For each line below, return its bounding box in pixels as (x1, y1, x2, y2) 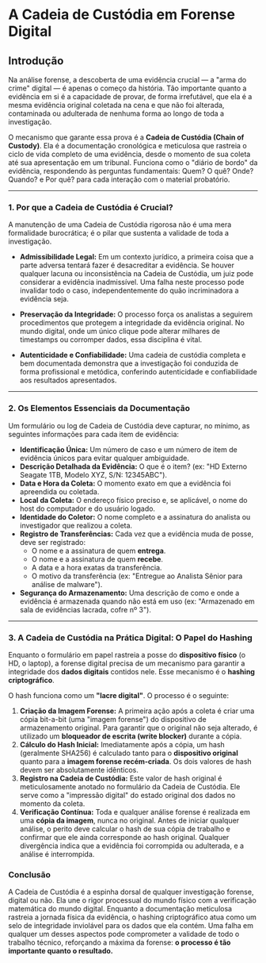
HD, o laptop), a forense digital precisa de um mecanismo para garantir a (8, 658, 245, 668)
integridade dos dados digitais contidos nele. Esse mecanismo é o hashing (8, 666, 256, 676)
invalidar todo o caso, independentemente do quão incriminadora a (19, 286, 239, 295)
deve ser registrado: (19, 537, 85, 547)
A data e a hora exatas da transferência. (31, 562, 162, 572)
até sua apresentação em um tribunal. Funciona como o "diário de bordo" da (8, 158, 258, 167)
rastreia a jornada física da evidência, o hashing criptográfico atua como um (8, 912, 257, 922)
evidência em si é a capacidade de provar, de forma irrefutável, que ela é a (8, 92, 253, 101)
